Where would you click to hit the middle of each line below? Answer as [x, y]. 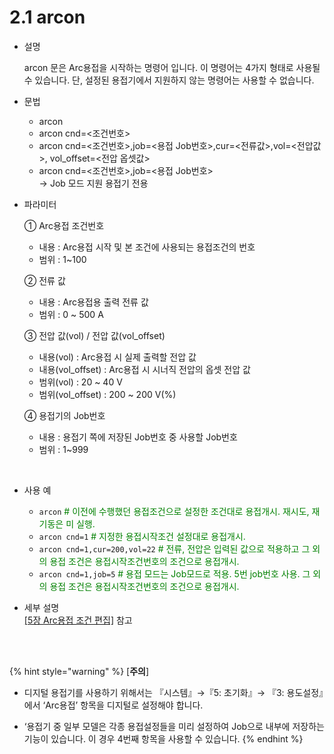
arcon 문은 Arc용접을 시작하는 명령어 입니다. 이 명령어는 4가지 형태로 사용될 [172, 67]
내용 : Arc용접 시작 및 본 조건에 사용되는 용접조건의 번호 [147, 247]
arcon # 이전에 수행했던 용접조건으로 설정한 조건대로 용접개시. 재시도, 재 [179, 511]
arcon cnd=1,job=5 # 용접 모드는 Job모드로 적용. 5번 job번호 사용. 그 [174, 573]
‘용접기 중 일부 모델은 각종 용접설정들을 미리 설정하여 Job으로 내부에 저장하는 [174, 726]
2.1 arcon [47, 17]
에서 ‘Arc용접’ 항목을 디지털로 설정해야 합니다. [113, 705]
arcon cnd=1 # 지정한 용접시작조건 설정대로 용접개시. [142, 536]
